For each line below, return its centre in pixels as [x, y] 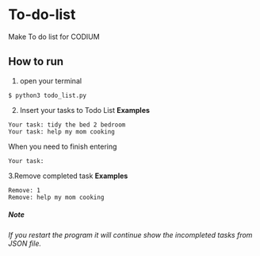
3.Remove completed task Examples [68, 176]
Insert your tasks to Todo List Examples [85, 110]
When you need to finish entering [63, 146]
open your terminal [50, 80]
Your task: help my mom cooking [61, 132]
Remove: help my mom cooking [56, 197]
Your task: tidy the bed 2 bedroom [67, 125]
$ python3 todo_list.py [48, 95]
